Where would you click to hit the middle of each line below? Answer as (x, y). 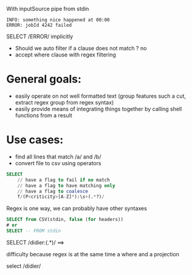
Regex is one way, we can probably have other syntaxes (77, 208)
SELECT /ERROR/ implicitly (40, 36)
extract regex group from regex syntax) (64, 102)
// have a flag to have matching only (66, 185)
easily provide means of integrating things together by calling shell (98, 109)
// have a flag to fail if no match (64, 180)
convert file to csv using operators (58, 163)
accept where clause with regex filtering (66, 55)
